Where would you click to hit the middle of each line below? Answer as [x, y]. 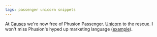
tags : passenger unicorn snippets [41, 10]
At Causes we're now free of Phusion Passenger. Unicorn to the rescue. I [79, 24]
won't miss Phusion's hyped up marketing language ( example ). [69, 29]
